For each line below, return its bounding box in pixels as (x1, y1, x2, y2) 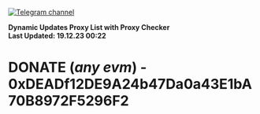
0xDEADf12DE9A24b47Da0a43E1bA (8, 75, 252, 94)
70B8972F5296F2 (8, 92, 129, 110)
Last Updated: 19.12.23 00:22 (8, 31, 106, 40)
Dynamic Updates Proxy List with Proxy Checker (8, 23, 170, 31)
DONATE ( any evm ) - (8, 59, 147, 76)
